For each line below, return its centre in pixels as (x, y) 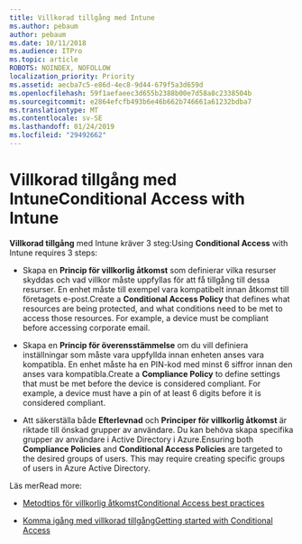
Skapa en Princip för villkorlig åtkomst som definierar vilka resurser (149, 270)
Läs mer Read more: (46, 485)
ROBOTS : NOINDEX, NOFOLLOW (60, 69)
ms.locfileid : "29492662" (58, 135)
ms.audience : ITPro (46, 51)
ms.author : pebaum (44, 26)
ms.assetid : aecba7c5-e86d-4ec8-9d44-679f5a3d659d (106, 85)
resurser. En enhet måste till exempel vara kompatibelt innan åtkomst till (156, 289)
